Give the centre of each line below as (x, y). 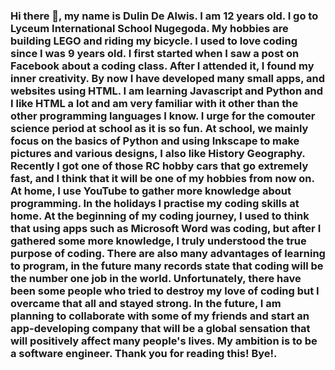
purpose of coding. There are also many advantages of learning (168, 253)
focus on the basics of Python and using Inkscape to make (155, 141)
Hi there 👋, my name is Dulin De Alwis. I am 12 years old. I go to (164, 16)
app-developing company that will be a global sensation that (160, 328)
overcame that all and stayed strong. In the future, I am (146, 303)
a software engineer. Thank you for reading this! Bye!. (144, 353)
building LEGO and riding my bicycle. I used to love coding (154, 41)
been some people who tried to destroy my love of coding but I (165, 291)
